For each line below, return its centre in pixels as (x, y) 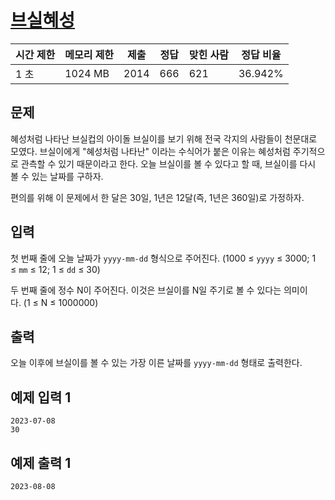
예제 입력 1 (41, 397)
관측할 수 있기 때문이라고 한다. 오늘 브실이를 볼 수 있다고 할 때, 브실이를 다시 (168, 163)
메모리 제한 (89, 54)
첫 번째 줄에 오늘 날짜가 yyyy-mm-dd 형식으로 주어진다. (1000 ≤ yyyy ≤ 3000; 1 (163, 258)
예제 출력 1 (41, 462)
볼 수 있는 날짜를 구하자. (57, 176)
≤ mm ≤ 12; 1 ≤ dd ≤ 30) (55, 269)
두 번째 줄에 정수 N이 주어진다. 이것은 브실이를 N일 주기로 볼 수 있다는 (146, 290)
